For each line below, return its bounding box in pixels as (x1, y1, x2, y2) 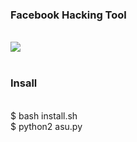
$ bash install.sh (10, 109, 78, 122)
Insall (10, 76, 38, 90)
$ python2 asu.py (10, 120, 83, 132)
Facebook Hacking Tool (10, 8, 127, 22)
